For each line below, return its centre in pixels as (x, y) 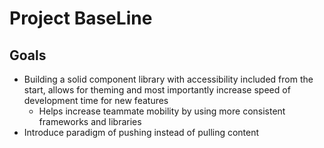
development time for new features (96, 100)
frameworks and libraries (90, 121)
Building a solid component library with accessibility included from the (168, 79)
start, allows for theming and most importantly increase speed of (157, 90)
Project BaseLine (81, 18)
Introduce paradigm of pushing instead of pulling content (141, 132)
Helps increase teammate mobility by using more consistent (162, 111)
